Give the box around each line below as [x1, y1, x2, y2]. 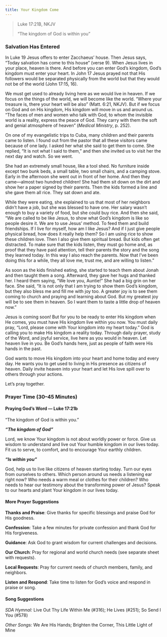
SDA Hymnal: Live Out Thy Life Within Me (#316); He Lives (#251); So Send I [5, 607, 161, 613]
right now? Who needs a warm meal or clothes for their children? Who [5, 477, 149, 483]
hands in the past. [5, 345, 42, 352]
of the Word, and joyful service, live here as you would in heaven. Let [5, 335, 147, 341]
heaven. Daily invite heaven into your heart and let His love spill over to [5, 366, 150, 372]
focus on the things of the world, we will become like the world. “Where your [5, 96, 162, 102]
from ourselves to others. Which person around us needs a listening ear [5, 471, 153, 477]
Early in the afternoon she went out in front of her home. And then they [5, 173, 151, 180]
